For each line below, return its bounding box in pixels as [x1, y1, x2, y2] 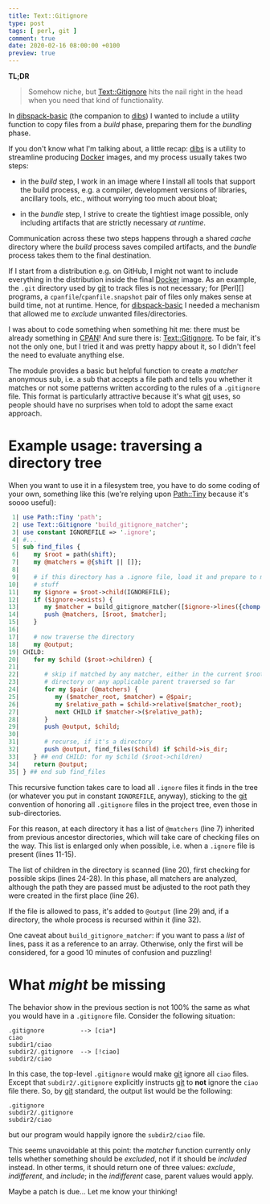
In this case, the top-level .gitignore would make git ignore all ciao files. [8, 1069, 249, 1078]
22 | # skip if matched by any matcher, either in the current [8, 670, 243, 679]
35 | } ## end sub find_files [8, 767, 106, 776]
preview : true [8, 49, 56, 57]
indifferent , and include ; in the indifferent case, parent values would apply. [8, 1171, 255, 1181]
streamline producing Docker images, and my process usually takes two [8, 152, 247, 162]
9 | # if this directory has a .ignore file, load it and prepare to [11, 573, 257, 581]
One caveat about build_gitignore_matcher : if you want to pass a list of [8, 930, 245, 940]
